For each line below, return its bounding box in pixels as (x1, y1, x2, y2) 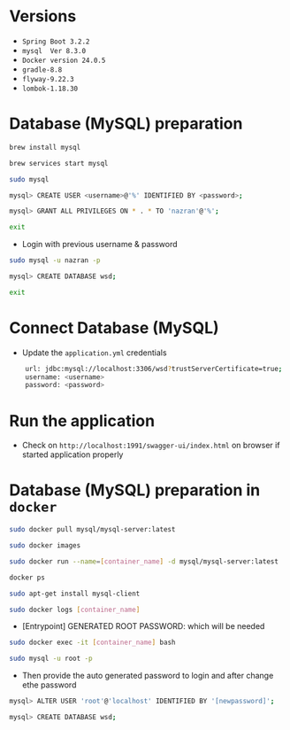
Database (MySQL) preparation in (9, 480, 261, 501)
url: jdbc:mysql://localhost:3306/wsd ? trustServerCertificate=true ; (25, 364, 283, 373)
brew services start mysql (9, 159, 109, 167)
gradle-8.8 (21, 65, 63, 74)
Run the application (9, 410, 156, 431)
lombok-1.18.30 (21, 84, 79, 93)
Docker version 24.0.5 (21, 56, 106, 65)
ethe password (21, 680, 77, 690)
